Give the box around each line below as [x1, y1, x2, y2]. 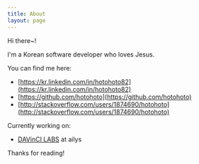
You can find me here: [7, 64, 72, 72]
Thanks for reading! [7, 148, 65, 157]
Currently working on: [7, 121, 71, 129]
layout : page [7, 17, 46, 24]
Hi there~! [7, 36, 37, 45]
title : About [7, 10, 46, 18]
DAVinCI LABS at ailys [17, 135, 82, 143]
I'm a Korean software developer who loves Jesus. [7, 50, 155, 59]
